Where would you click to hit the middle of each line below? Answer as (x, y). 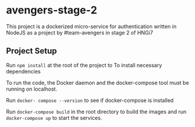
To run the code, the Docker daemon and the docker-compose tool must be (97, 83)
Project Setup (32, 51)
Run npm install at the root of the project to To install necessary (84, 65)
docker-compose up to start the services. (54, 118)
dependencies (23, 71)
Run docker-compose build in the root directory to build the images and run (96, 111)
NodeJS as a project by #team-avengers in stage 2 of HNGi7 (80, 32)
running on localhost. (32, 89)
